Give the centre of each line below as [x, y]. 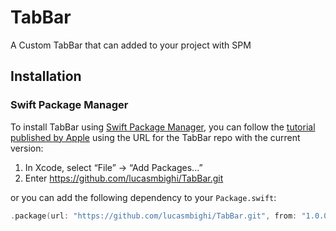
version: [27, 148]
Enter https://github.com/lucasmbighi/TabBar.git [124, 178]
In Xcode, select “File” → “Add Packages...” [113, 167]
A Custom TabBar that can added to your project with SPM [131, 45]
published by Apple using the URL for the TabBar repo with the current [155, 137]
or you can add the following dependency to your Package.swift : [143, 197]
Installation [46, 76]
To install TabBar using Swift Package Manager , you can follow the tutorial [163, 127]
